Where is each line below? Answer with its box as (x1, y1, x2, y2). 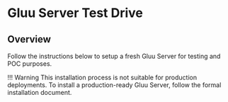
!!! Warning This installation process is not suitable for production (7, 73, 197, 81)
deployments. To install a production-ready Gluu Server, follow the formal (7, 81, 222, 89)
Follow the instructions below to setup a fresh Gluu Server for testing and (7, 52, 221, 60)
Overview (7, 33, 52, 45)
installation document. (7, 89, 72, 96)
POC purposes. (7, 59, 52, 68)
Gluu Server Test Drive (7, 5, 143, 21)
